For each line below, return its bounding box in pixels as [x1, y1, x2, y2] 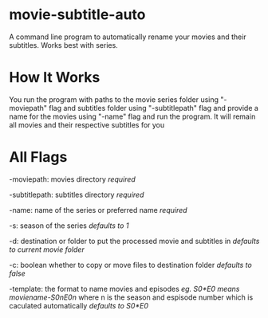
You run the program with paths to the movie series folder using [9, 94, 219, 104]
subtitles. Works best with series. [9, 40, 118, 49]
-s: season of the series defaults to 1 [9, 221, 129, 230]
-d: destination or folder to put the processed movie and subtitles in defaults [9, 236, 260, 245]
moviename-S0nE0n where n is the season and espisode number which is [9, 292, 254, 302]
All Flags [9, 148, 68, 167]
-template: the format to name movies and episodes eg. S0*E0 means [9, 284, 240, 293]
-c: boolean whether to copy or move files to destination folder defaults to [9, 260, 252, 269]
